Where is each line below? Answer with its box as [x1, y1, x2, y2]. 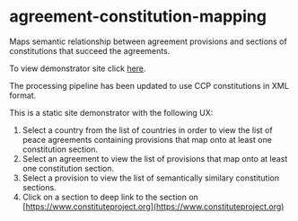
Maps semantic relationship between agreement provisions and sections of [9, 36, 287, 47]
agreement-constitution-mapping [9, 6, 267, 27]
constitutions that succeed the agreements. [9, 45, 171, 56]
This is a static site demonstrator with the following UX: [9, 107, 214, 118]
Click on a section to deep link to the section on [22, 191, 199, 202]
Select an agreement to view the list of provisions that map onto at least [22, 153, 288, 164]
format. [9, 90, 37, 101]
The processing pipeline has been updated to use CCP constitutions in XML [9, 80, 289, 91]
